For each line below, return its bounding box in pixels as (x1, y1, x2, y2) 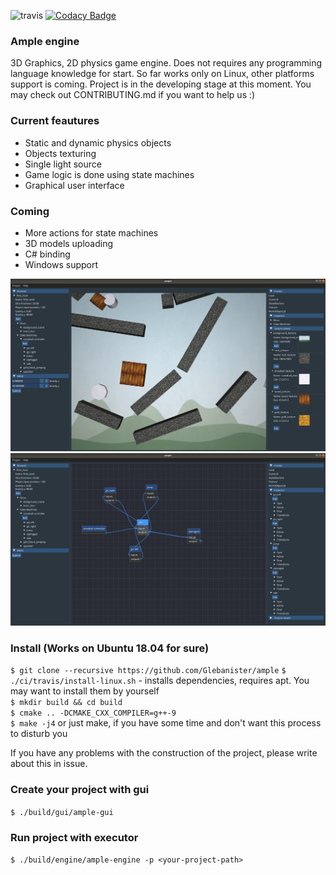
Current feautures (10, 114, 100, 128)
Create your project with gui (10, 783, 150, 797)
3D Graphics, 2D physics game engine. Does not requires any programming (10, 57, 323, 69)
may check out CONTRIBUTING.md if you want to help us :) (10, 89, 256, 101)
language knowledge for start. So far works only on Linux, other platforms (10, 68, 315, 80)
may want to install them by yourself (10, 685, 160, 697)
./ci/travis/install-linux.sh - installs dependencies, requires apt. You (10, 675, 310, 687)
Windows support (24, 258, 99, 270)
